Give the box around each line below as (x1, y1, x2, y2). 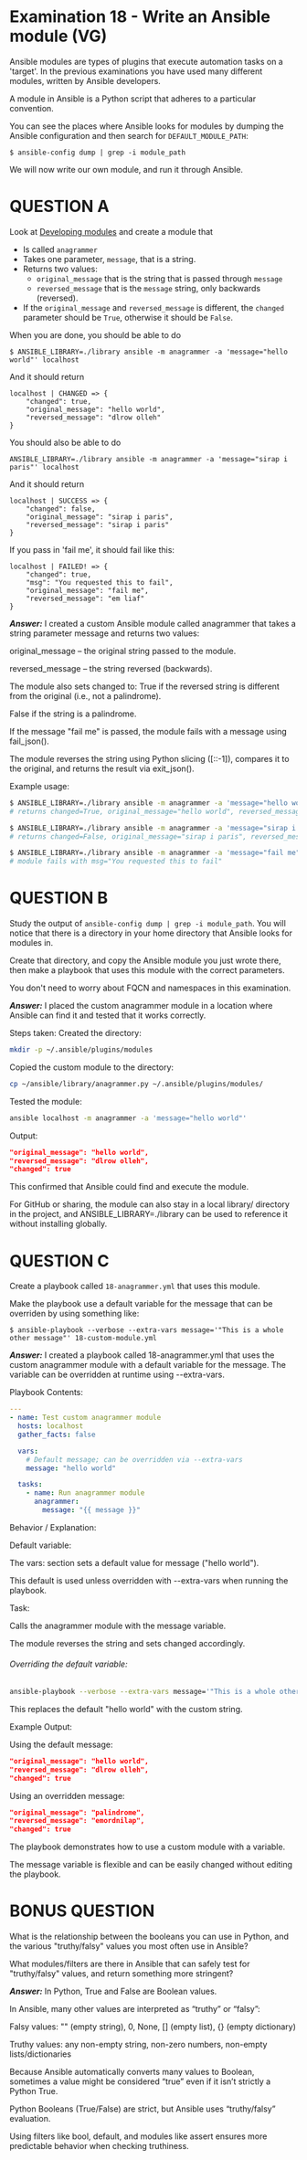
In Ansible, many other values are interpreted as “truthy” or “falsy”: (9, 2004, 260, 2015)
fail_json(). (9, 736, 50, 746)
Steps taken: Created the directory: (9, 1028, 142, 1039)
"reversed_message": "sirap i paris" (26, 520, 170, 529)
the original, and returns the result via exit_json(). (9, 763, 195, 774)
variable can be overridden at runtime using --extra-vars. (9, 1369, 226, 1381)
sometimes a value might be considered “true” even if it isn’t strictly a (9, 2076, 271, 2087)
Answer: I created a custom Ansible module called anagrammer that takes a (9, 618, 297, 629)
